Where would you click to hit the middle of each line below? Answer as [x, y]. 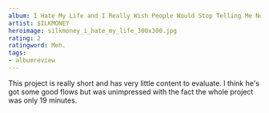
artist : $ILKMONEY [39, 23]
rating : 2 [25, 38]
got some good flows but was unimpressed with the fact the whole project [131, 91]
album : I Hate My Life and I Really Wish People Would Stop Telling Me [130, 16]
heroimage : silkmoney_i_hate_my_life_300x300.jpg [93, 30]
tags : [17, 53]
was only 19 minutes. [43, 100]
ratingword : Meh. [37, 46]
